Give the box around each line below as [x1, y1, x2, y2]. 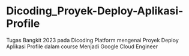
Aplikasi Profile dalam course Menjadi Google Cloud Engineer [6, 43, 158, 50]
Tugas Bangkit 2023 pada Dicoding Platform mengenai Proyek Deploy [6, 36, 179, 43]
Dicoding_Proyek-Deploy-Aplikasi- [6, 4, 184, 18]
